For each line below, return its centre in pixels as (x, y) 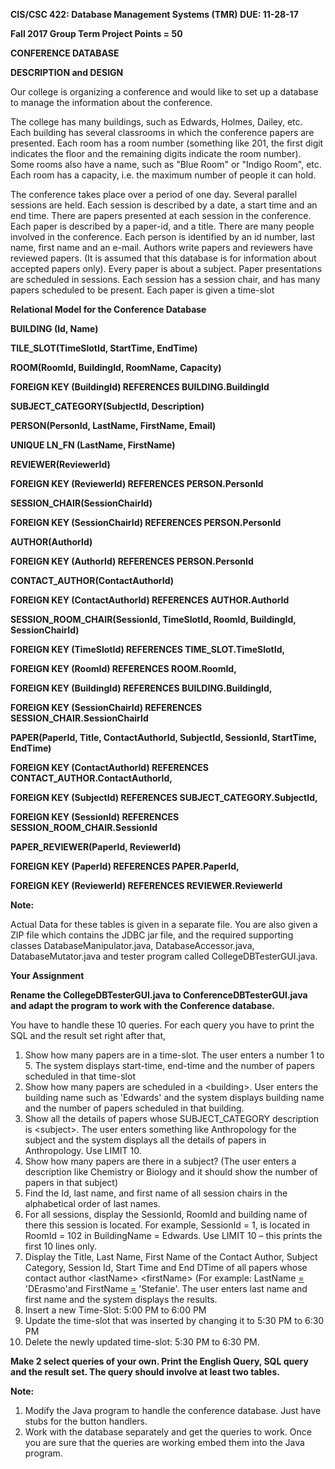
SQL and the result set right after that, (88, 1035)
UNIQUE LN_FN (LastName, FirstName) (93, 445)
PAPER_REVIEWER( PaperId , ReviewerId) (96, 847)
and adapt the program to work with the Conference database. (142, 1005)
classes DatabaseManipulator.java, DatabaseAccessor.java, (132, 945)
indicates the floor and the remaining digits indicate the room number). (156, 153)
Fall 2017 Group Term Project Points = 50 (96, 33)
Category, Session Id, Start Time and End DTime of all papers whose (166, 1267)
